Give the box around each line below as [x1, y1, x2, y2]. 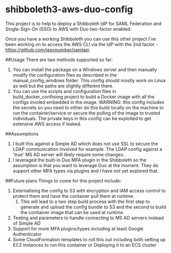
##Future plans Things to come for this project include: [5, 177, 121, 183]
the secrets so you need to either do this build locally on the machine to [12, 104, 164, 110]
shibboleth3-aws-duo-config [5, 4, 133, 15]
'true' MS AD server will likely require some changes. [12, 151, 124, 157]
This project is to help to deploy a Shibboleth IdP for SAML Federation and [5, 20, 162, 27]
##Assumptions [5, 130, 39, 136]
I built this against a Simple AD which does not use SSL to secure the [12, 141, 158, 147]
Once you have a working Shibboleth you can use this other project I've [5, 36, 156, 42]
